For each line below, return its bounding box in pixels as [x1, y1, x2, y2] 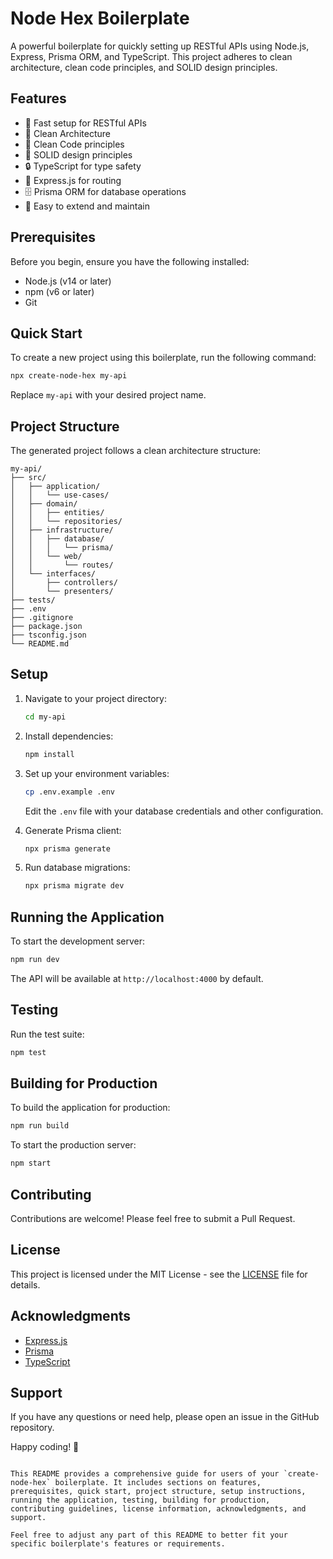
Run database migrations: [24, 862, 131, 874]
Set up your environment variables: [24, 767, 170, 779]
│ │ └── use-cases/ [10, 490, 110, 501]
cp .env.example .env [24, 787, 115, 797]
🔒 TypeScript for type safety [24, 160, 142, 172]
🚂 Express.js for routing [24, 174, 122, 186]
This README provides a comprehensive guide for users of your [10, 1469, 280, 1479]
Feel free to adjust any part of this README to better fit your [10, 1530, 288, 1541]
